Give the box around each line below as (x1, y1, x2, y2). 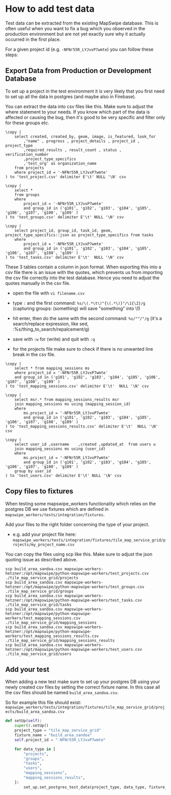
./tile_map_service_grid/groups (5, 588, 74, 594)
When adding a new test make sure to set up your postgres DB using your (5, 678, 160, 685)
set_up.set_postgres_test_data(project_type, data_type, (23, 784, 147, 790)
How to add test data (5, 3, 95, 15)
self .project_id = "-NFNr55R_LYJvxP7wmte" (14, 737, 106, 742)
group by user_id (14, 468, 51, 473)
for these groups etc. (5, 120, 49, 126)
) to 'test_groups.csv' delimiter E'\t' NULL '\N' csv (5, 214, 124, 220)
